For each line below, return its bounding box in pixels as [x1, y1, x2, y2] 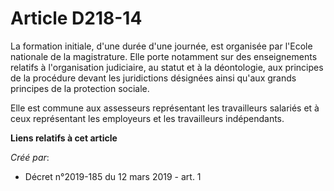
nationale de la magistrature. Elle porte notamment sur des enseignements [10, 50, 318, 62]
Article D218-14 [10, 7, 143, 30]
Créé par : [10, 151, 50, 163]
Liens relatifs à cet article [10, 132, 118, 144]
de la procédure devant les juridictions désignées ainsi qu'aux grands [10, 72, 297, 84]
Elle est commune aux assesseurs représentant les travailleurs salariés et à [10, 102, 320, 114]
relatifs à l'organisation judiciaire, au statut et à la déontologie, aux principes [10, 61, 324, 73]
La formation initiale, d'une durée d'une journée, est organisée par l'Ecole [10, 40, 313, 52]
